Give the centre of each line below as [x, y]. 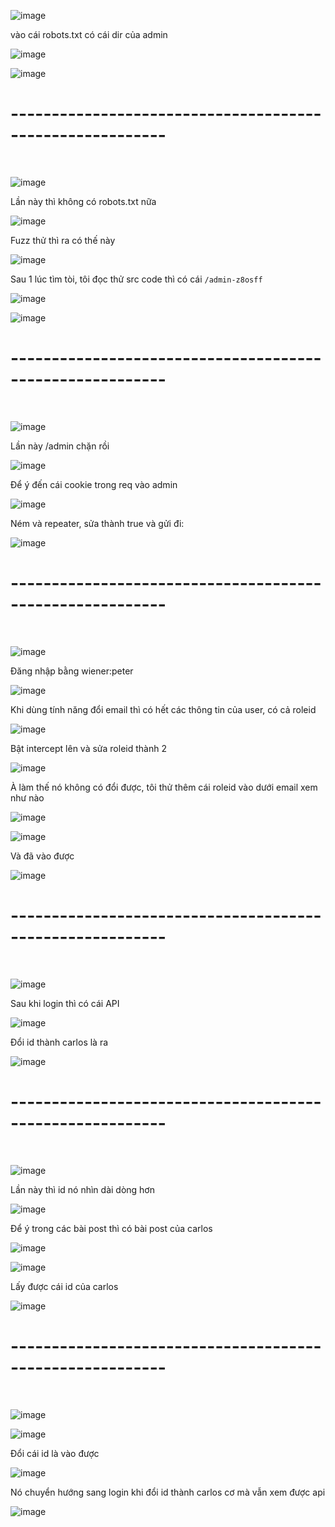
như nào [27, 797]
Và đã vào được [42, 856]
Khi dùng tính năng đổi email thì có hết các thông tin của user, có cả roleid [163, 709]
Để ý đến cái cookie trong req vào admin [94, 484]
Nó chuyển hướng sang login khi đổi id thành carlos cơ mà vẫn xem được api [168, 1492]
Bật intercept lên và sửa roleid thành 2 [88, 748]
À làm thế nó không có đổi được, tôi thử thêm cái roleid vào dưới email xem [164, 787]
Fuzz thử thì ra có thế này [63, 240]
